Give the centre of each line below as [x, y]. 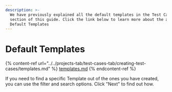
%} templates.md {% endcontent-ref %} [94, 69]
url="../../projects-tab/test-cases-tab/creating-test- [92, 64]
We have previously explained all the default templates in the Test [85, 15]
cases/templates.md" [28, 69]
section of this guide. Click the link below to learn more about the [87, 19]
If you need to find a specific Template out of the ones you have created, [82, 79]
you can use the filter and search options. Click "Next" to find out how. [80, 84]
